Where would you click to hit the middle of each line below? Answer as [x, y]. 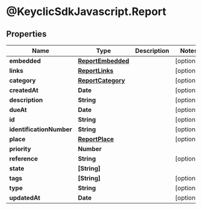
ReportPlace [96, 139]
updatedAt [25, 198]
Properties [26, 34]
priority [20, 149]
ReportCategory [101, 80]
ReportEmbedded [103, 61]
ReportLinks [96, 71]
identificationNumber [41, 129]
